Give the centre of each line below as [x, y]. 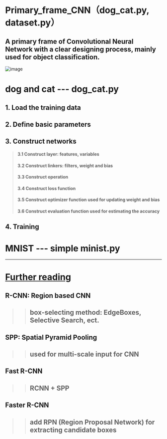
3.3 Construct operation [43, 177]
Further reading [38, 277]
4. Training [22, 227]
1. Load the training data [43, 108]
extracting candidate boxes [73, 430]
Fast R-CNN [24, 371]
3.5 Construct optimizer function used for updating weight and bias [88, 200]
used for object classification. [52, 57]
